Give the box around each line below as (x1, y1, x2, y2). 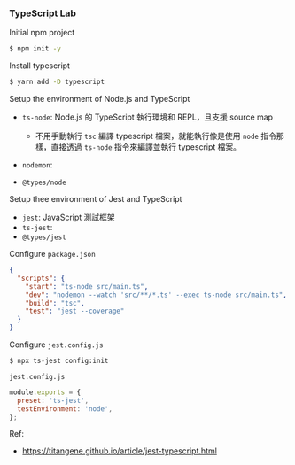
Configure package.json (9, 249, 96, 260)
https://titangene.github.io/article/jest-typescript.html (21, 446, 217, 456)
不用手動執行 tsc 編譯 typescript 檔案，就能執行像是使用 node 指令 (35, 131, 277, 142)
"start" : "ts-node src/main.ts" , (25, 282, 149, 291)
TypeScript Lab (9, 7, 77, 19)
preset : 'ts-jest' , (17, 396, 89, 405)
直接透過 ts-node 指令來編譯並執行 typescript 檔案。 (50, 142, 242, 152)
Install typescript (9, 60, 71, 71)
